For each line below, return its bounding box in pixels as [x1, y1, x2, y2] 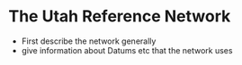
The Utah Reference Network [8, 6, 231, 27]
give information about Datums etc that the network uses [21, 45, 233, 55]
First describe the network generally [21, 36, 157, 46]
